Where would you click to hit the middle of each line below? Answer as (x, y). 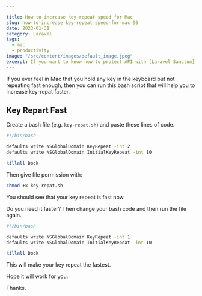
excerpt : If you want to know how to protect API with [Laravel (88, 62)
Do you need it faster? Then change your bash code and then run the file (96, 208)
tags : (13, 40)
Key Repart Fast (37, 111)
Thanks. (16, 288)
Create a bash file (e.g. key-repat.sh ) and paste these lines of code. (90, 125)
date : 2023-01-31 (28, 28)
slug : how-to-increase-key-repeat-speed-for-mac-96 (72, 23)
